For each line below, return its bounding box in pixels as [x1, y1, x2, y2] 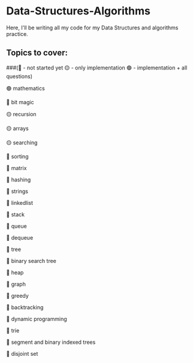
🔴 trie [6, 326, 20, 334]
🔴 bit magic [6, 98, 34, 105]
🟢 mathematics [6, 84, 45, 92]
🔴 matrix [6, 164, 27, 171]
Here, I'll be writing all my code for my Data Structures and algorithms [6, 24, 179, 31]
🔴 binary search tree [6, 257, 57, 264]
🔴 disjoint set [6, 350, 38, 357]
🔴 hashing [6, 176, 31, 183]
